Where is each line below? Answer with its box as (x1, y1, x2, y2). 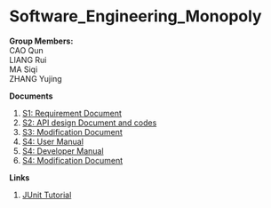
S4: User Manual (21, 136, 84, 147)
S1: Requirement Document (21, 108, 123, 118)
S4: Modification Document (21, 155, 123, 165)
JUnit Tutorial (21, 189, 72, 200)
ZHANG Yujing (9, 73, 62, 84)
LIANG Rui (9, 54, 47, 65)
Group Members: (9, 36, 74, 46)
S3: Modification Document (21, 126, 123, 137)
